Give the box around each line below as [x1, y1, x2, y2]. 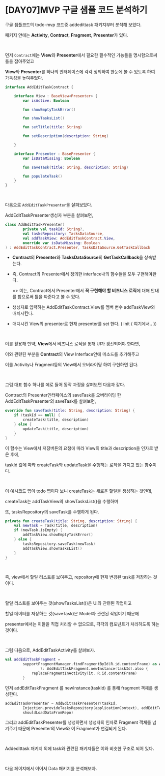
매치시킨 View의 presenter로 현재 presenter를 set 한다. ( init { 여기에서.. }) [12, 321, 157, 327]
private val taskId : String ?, [23, 227, 84, 232]
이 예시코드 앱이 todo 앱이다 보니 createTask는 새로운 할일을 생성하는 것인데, [5, 488, 153, 494]
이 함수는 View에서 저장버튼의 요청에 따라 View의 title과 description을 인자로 [5, 445, 153, 451]
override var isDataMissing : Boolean [23, 240, 100, 245]
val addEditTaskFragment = [5, 657, 60, 662]
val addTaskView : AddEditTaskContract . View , [23, 236, 115, 241]
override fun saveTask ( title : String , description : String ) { [5, 408, 135, 413]
